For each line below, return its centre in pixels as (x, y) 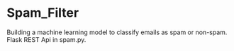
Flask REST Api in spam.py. (46, 39)
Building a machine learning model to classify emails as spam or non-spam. (117, 32)
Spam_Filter (43, 13)
